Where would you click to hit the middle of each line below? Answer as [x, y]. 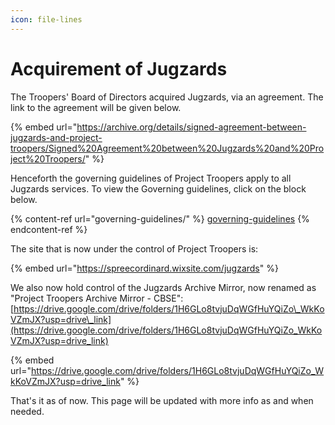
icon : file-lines [46, 19]
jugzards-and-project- [56, 137]
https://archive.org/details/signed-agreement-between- [191, 127]
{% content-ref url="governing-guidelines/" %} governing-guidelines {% [160, 218]
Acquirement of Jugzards [119, 68]
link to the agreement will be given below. [96, 107]
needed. [27, 411]
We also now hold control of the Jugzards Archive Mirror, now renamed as [163, 287]
